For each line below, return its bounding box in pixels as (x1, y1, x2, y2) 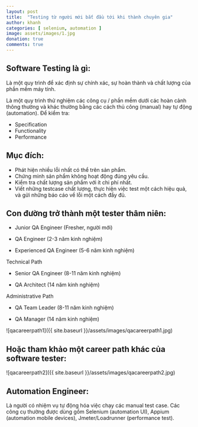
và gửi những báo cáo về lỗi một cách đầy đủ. (14, 191, 126, 198)
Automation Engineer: (6, 386, 89, 396)
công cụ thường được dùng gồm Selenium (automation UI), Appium (6, 408, 170, 415)
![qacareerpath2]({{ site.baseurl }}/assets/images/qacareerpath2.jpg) (6, 369, 176, 376)
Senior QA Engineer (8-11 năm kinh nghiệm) (14, 270, 121, 277)
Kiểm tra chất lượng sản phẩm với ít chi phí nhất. (14, 178, 132, 186)
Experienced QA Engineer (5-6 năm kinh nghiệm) (14, 247, 135, 254)
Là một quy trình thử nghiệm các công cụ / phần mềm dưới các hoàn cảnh (6, 97, 187, 104)
